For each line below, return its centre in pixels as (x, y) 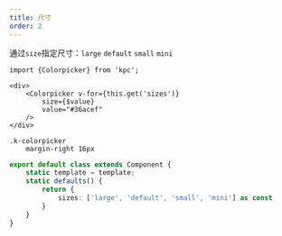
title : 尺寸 (30, 18)
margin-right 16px (60, 149)
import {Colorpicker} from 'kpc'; (75, 70)
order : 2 (26, 26)
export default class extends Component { (90, 164)
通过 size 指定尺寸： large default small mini (91, 53)
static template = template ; (80, 173)
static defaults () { (64, 181)
